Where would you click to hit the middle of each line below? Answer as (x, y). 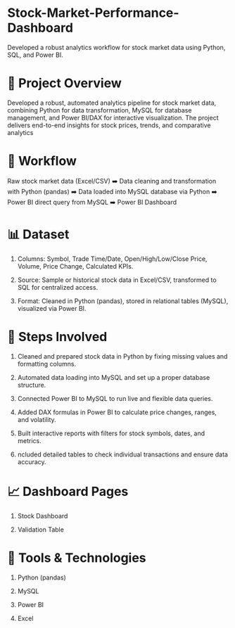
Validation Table (41, 530)
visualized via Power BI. (52, 308)
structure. (32, 385)
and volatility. (37, 419)
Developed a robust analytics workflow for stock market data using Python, (116, 47)
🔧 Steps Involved (57, 337)
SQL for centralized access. (58, 287)
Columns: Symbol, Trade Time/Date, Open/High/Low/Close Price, (112, 259)
